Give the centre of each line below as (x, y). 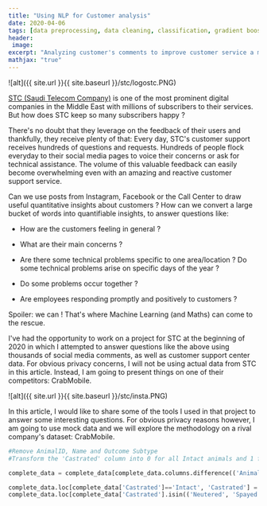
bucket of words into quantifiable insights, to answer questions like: (118, 213)
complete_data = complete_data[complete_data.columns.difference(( (122, 473)
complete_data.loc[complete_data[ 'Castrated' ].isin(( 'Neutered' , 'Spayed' (135, 495)
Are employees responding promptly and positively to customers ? (128, 298)
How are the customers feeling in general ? (90, 228)
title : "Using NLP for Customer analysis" (79, 16)
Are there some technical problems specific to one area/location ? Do (133, 259)
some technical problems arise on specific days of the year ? (120, 268)
